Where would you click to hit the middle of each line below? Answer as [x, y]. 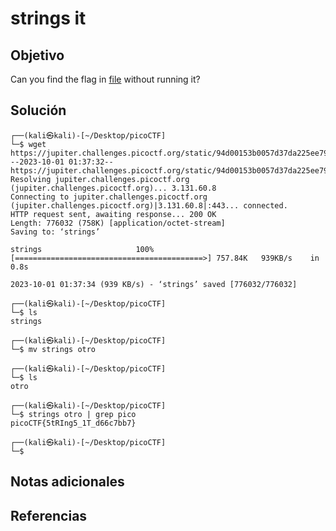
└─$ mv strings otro [53, 349]
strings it [48, 18]
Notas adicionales [67, 482]
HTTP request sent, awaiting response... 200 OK [113, 214]
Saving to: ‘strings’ [55, 232]
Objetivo [37, 55]
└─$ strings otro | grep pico [73, 414]
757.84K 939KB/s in [268, 258]
